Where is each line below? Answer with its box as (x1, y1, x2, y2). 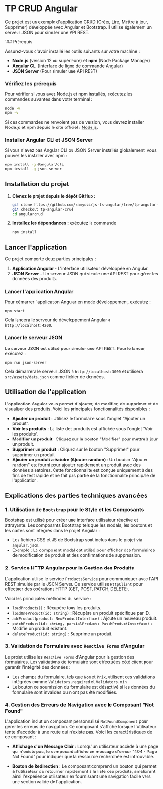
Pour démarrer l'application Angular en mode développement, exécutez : (5, 299, 151, 305)
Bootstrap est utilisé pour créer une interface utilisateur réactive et (5, 517, 138, 523)
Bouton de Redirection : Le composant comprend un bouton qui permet (12, 763, 157, 769)
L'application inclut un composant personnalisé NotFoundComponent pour (5, 718, 148, 724)
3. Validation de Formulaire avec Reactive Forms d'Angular (5, 643, 145, 650)
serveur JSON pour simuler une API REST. (5, 29, 90, 35)
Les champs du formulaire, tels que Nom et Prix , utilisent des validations (12, 674, 155, 679)
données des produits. (12, 276, 57, 282)
